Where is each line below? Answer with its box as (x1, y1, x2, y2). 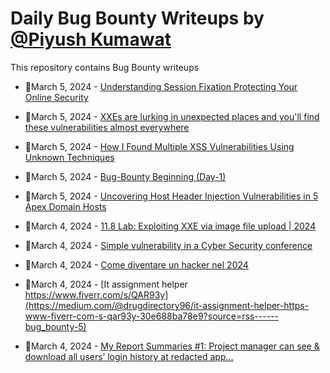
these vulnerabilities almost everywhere (24, 121, 190, 133)
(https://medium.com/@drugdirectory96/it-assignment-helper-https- (24, 299, 310, 311)
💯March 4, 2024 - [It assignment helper (24, 278, 188, 290)
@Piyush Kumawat (10, 28, 172, 51)
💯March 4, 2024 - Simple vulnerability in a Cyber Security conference (24, 239, 313, 251)
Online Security (24, 91, 89, 103)
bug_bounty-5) (24, 320, 87, 332)
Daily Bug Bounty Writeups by (10, 7, 265, 30)
